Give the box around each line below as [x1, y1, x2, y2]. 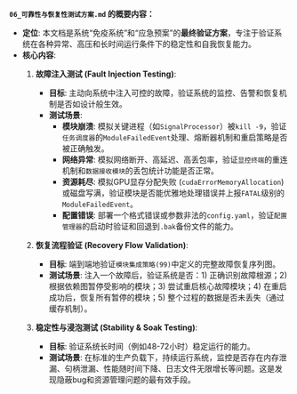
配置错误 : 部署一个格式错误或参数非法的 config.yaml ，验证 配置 [61, 210, 287, 221]
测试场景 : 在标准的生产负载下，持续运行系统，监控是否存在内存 [48, 352, 280, 363]
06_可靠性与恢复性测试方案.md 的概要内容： [9, 9, 156, 19]
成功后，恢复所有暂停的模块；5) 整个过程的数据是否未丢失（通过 [48, 293, 285, 302]
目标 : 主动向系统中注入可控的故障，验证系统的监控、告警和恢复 [48, 88, 280, 98]
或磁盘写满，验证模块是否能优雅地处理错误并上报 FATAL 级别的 [61, 188, 285, 198]
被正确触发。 [61, 143, 109, 154]
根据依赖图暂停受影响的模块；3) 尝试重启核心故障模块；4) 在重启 [48, 281, 287, 292]
